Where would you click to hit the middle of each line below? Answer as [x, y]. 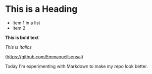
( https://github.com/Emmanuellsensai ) [44, 56]
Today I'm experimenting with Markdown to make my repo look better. [76, 66]
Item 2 [19, 28]
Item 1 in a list [26, 23]
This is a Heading [41, 9]
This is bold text [22, 37]
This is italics [19, 47]
